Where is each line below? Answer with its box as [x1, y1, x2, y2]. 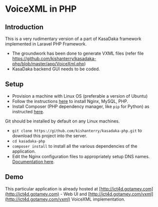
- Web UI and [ [60, 191, 90, 197]
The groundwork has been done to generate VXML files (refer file [12, 50, 144, 56]
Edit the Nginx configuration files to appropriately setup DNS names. [12, 153, 150, 159]
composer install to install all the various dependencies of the [12, 143, 138, 149]
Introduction [5, 23, 44, 31]
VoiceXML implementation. [71, 196, 125, 202]
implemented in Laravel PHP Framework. [5, 41, 87, 47]
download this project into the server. [12, 133, 87, 139]
